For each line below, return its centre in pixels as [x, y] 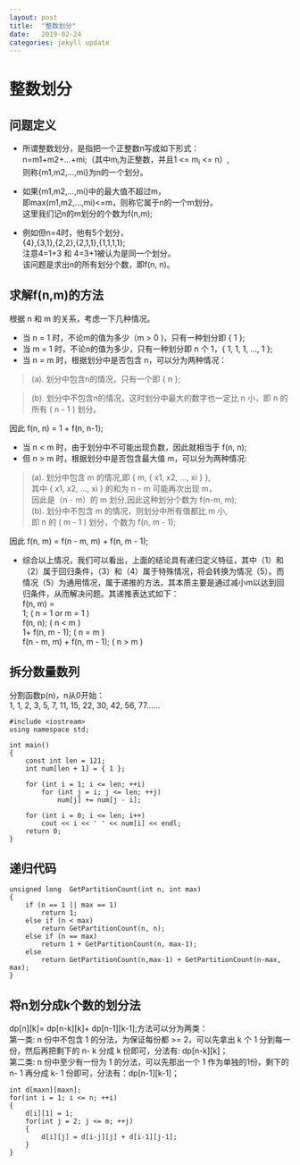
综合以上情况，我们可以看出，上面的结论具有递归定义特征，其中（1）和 [153, 560]
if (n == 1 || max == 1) [71, 905]
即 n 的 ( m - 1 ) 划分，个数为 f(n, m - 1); [104, 522]
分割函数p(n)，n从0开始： [57, 695]
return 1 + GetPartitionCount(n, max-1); [120, 944]
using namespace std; [50, 730]
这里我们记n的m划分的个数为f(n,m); [87, 214]
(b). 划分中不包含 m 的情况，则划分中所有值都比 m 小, [129, 511]
